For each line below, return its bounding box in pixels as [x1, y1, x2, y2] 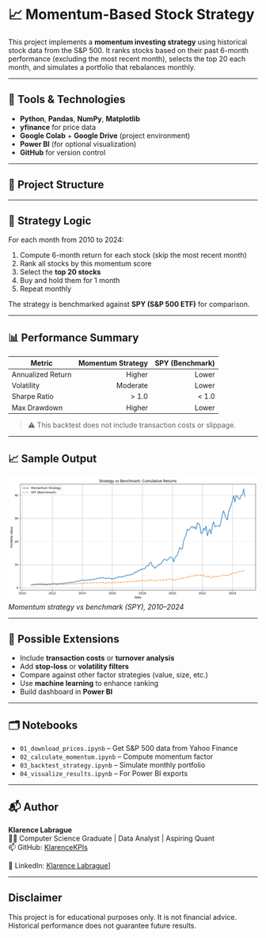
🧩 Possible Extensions [8, 632, 120, 645]
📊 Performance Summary [8, 331, 139, 344]
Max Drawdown [11, 403, 63, 412]
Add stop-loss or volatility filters [19, 662, 129, 672]
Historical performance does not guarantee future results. [8, 921, 196, 930]
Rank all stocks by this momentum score [19, 258, 152, 269]
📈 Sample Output [8, 452, 97, 465]
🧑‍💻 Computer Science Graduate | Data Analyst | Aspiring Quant [8, 833, 215, 843]
